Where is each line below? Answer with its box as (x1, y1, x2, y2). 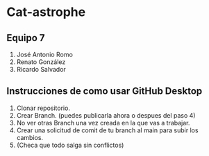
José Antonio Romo (16, 50, 74, 58)
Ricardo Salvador (16, 65, 67, 73)
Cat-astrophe (6, 4, 86, 20)
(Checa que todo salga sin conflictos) (16, 141, 124, 149)
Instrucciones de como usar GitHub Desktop (6, 85, 203, 97)
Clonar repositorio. (16, 104, 71, 112)
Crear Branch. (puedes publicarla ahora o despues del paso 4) (16, 111, 196, 119)
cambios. (16, 133, 43, 141)
